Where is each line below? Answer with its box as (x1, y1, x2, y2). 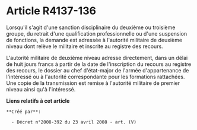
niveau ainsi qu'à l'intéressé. (6, 85, 76, 93)
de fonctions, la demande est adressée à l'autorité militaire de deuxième (6, 36, 183, 43)
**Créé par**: (6, 109, 42, 115)
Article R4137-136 (6, 4, 97, 18)
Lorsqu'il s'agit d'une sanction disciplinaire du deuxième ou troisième (6, 24, 176, 31)
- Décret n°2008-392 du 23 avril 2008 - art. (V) (11, 119, 136, 125)
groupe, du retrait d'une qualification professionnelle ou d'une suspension (6, 30, 188, 37)
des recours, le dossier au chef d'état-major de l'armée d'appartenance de (6, 66, 189, 74)
